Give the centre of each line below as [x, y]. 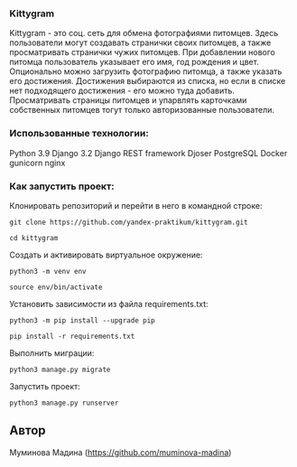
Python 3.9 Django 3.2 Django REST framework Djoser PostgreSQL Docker [148, 153]
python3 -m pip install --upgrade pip [82, 320]
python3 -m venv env [48, 271]
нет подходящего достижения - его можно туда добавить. [122, 91]
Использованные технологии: [79, 134]
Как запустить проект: [62, 186]
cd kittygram [34, 238]
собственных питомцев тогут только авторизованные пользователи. [142, 110]
